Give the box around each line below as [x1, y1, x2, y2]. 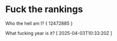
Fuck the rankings [5, 4, 83, 15]
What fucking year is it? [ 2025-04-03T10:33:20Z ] [5, 30, 112, 36]
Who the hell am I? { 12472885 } [5, 20, 73, 26]
